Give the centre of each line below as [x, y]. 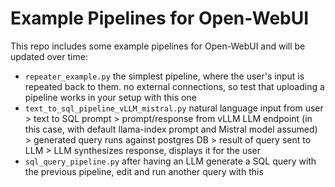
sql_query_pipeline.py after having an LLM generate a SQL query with [170, 161]
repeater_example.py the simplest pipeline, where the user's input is [164, 76]
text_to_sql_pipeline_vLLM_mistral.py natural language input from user [174, 108]
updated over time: [49, 56]
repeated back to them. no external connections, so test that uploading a [174, 86]
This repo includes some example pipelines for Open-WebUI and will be [158, 46]
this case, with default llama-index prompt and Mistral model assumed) [171, 129]
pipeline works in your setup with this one [110, 97]
